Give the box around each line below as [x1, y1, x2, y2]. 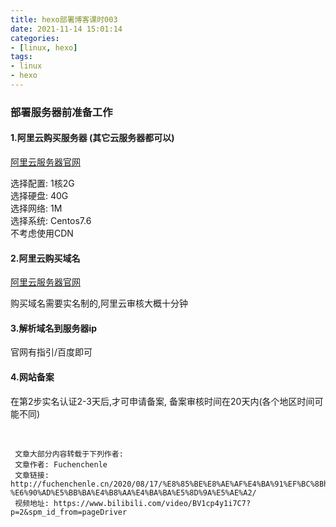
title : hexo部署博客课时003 [10, 14, 118, 25]
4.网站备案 [10, 371, 55, 383]
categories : [10, 33, 60, 43]
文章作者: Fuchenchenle [14, 459, 108, 470]
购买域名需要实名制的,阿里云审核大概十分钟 [10, 297, 189, 310]
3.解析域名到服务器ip [10, 322, 98, 334]
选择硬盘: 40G [10, 190, 69, 201]
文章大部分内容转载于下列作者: [14, 449, 124, 459]
